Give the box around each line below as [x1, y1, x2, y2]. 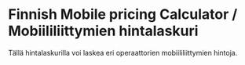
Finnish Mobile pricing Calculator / [8, 5, 238, 23]
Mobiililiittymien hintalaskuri [8, 22, 199, 40]
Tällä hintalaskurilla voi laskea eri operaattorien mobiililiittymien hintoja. [8, 48, 238, 57]
